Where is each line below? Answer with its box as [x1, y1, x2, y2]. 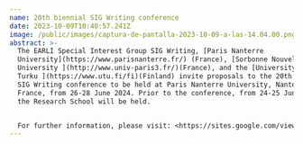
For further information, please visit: [17, 121, 171, 130]
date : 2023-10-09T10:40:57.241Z [9, 22, 131, 31]
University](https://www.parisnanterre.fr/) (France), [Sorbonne [17, 55, 269, 64]
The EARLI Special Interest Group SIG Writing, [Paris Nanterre [17, 47, 264, 56]
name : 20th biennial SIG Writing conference [9, 13, 179, 22]
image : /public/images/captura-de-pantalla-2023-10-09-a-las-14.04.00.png [9, 30, 297, 39]
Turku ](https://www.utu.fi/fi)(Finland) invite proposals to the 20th [17, 72, 293, 81]
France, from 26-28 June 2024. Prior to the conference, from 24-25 [17, 88, 280, 97]
